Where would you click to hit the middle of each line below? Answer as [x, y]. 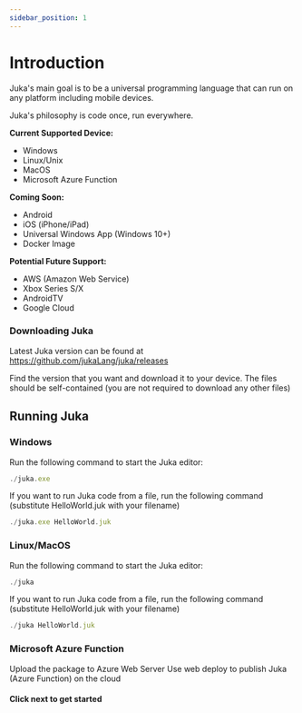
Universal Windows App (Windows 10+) [97, 233]
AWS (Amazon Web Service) [76, 279]
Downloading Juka [51, 331]
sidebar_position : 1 [49, 18]
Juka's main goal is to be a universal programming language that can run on [151, 88]
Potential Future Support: [58, 261]
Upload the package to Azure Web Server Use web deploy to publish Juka [148, 668]
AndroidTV [43, 298]
